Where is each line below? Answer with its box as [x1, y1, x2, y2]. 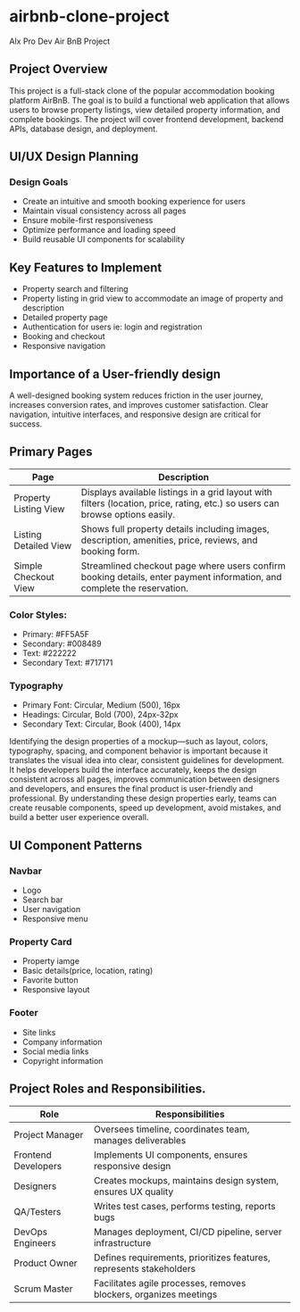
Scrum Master [13, 1283, 73, 1295]
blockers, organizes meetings [93, 1288, 218, 1300]
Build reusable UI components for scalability [21, 234, 186, 245]
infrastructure [93, 1236, 152, 1249]
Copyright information [21, 1055, 104, 1066]
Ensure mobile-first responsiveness [21, 215, 154, 226]
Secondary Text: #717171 [21, 658, 113, 668]
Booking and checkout [21, 331, 105, 342]
